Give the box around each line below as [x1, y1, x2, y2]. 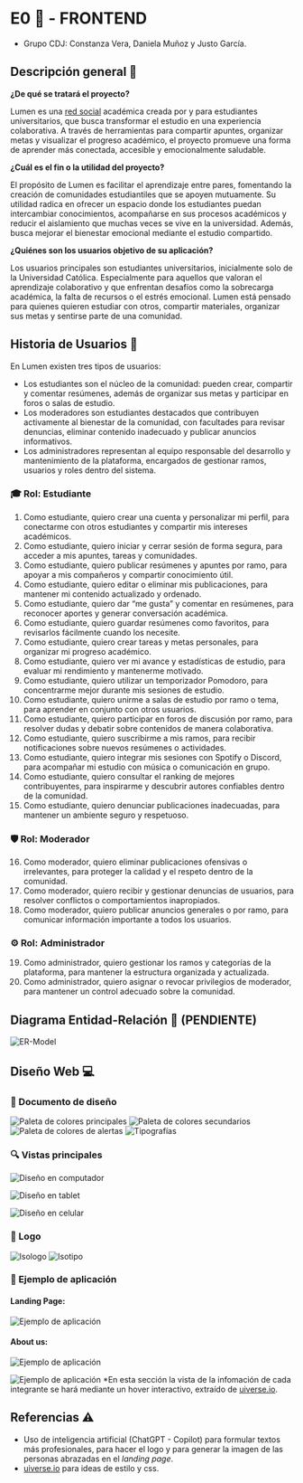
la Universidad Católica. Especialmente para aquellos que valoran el [10, 271, 262, 283]
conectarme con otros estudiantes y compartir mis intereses [23, 521, 248, 532]
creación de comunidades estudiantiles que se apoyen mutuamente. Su [10, 189, 277, 200]
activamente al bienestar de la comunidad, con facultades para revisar [23, 416, 286, 428]
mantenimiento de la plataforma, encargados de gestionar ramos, [23, 455, 267, 466]
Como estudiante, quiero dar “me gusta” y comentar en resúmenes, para [23, 598, 294, 609]
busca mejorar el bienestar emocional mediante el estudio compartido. [10, 227, 273, 238]
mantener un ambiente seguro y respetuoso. [23, 809, 188, 820]
